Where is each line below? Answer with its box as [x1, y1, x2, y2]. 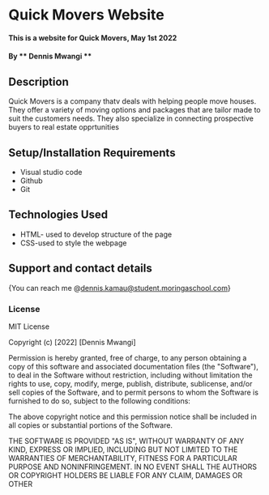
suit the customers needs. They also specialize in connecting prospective [8, 113, 254, 123]
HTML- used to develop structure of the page [19, 229, 173, 239]
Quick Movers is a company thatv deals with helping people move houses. [8, 96, 257, 106]
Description [8, 75, 69, 88]
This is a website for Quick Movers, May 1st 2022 [8, 32, 177, 42]
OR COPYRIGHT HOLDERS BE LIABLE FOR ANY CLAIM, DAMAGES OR [8, 470, 243, 480]
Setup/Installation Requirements [8, 146, 176, 160]
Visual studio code [19, 168, 83, 177]
